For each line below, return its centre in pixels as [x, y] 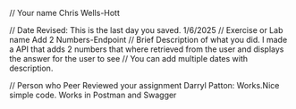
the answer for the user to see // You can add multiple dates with [129, 59]
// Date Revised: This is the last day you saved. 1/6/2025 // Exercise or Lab [146, 30]
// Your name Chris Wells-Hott [65, 13]
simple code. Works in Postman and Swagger [93, 95]
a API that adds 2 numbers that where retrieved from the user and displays [147, 49]
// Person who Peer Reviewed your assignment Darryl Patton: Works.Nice [144, 85]
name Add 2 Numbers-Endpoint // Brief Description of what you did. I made [148, 40]
